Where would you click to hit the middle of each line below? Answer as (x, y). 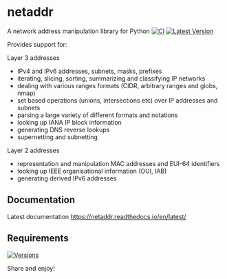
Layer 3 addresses (33, 58)
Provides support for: (37, 44)
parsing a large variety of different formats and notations (97, 115)
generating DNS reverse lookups (63, 130)
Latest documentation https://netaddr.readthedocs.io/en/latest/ (97, 216)
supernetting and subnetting (57, 137)
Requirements (38, 238)
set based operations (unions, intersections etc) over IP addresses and (117, 100)
